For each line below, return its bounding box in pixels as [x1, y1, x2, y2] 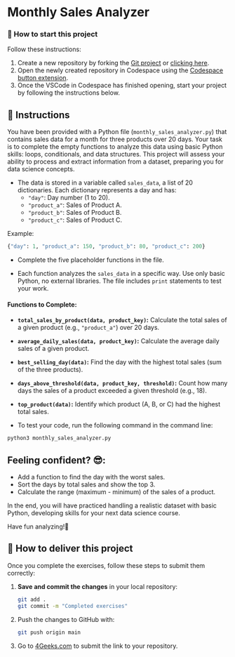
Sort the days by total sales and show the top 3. [17, 480, 156, 489]
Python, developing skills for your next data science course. [7, 509, 180, 517]
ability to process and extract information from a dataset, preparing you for [7, 157, 224, 166]
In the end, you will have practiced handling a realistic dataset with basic [7, 501, 217, 510]
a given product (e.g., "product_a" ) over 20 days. [17, 324, 160, 332]
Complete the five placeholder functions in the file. [17, 255, 164, 264]
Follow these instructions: [7, 45, 82, 53]
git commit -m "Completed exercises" [17, 602, 128, 609]
